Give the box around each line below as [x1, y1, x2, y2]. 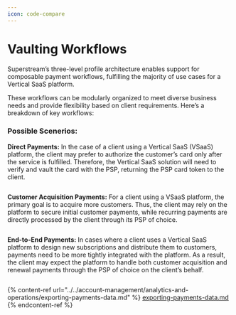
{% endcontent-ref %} [7, 300, 73, 309]
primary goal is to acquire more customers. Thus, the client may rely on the [7, 200, 227, 208]
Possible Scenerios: [7, 126, 78, 136]
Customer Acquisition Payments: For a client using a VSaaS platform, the [7, 193, 225, 201]
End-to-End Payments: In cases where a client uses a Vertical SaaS [7, 235, 208, 244]
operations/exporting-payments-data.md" [7, 293, 131, 301]
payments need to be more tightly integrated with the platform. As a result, [7, 250, 226, 259]
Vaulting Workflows [7, 41, 127, 57]
